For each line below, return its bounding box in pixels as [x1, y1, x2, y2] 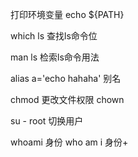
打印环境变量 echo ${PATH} [10, 9, 125, 20]
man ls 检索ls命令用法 [10, 51, 100, 63]
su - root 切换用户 [10, 115, 84, 127]
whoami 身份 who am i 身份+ [10, 136, 129, 148]
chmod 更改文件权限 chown [10, 94, 125, 105]
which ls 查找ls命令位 [10, 30, 98, 42]
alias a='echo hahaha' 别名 [10, 73, 122, 84]
